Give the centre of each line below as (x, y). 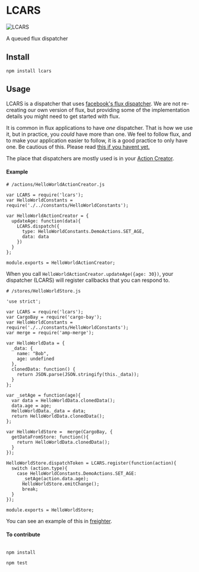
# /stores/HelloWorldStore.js (44, 291)
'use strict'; (24, 301)
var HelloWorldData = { (36, 343)
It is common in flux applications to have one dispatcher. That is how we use (99, 128)
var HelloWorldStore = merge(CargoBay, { (59, 432)
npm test (17, 563)
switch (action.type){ (40, 468)
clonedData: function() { (44, 369)
